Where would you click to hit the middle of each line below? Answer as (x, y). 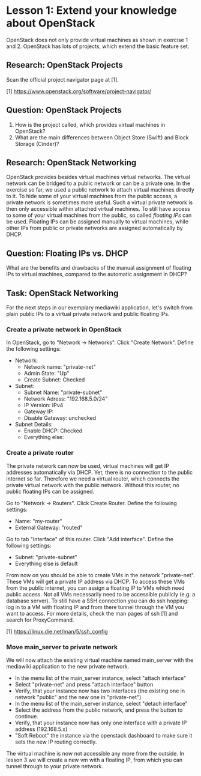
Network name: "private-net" (60, 367)
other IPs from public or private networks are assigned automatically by (94, 228)
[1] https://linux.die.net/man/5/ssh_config (57, 631)
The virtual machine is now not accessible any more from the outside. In (95, 753)
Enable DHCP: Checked (53, 431)
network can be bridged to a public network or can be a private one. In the (98, 183)
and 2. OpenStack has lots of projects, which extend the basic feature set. (98, 46)
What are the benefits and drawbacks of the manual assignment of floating (99, 268)
